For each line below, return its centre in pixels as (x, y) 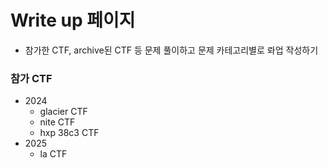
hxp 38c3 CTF (69, 133)
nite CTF (57, 122)
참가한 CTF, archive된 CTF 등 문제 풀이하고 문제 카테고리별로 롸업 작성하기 (171, 50)
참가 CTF (31, 78)
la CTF (53, 154)
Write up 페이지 (73, 20)
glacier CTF (63, 112)
